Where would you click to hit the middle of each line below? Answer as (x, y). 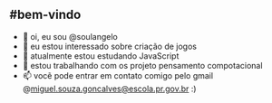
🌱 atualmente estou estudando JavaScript (101, 56)
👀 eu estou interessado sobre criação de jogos (110, 46)
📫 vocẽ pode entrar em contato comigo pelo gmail (118, 75)
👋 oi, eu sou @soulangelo (70, 36)
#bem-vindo (45, 15)
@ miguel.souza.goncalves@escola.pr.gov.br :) (109, 89)
